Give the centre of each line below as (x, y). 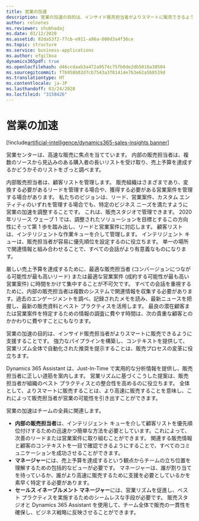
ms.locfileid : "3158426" (37, 94)
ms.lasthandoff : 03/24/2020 (41, 89)
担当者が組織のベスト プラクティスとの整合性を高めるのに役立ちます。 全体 (98, 383)
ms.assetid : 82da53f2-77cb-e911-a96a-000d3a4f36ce (70, 39)
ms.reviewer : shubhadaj (36, 28)
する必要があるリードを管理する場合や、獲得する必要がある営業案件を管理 (102, 189)
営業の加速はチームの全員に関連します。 (55, 411)
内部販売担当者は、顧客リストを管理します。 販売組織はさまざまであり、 (95, 182)
